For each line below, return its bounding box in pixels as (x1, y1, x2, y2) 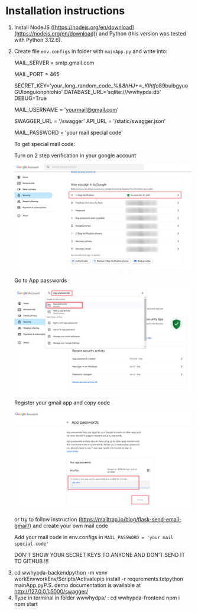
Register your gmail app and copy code (14, 399, 111, 406)
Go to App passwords (14, 277, 67, 284)
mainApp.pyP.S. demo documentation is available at (14, 581, 141, 589)
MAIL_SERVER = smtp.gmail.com (14, 59, 95, 66)
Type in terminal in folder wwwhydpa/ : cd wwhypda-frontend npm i (14, 594, 180, 601)
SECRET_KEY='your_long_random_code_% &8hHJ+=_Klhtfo (14, 82, 159, 89)
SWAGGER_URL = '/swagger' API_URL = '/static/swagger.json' (14, 117, 166, 125)
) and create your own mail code (29, 522, 109, 529)
